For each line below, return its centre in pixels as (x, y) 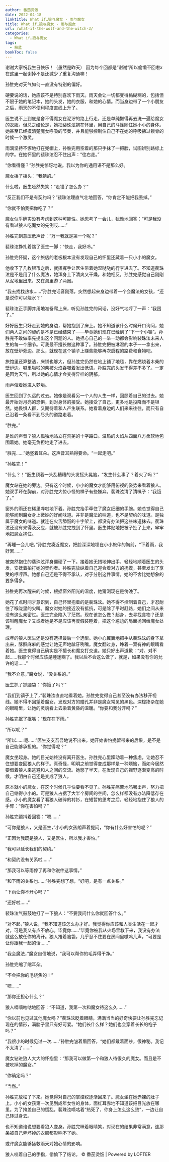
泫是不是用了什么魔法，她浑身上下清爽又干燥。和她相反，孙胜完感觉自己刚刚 (84, 274)
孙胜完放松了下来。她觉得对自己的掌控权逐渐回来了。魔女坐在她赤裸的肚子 (82, 1097)
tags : (11, 43)
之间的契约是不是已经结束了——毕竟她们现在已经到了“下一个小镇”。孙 (91, 332)
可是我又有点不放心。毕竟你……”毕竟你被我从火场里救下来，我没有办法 (87, 930)
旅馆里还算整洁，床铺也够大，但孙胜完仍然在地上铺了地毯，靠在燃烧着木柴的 (84, 361)
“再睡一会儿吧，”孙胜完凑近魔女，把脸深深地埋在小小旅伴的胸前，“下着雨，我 (84, 544)
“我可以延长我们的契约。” (30, 848)
